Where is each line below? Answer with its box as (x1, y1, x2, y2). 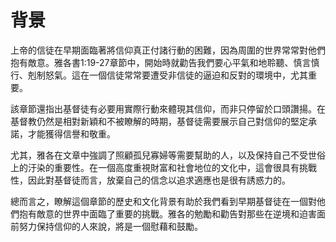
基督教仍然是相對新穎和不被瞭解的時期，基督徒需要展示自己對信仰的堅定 (10, 115, 308, 127)
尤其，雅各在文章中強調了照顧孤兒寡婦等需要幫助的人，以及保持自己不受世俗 (10, 149, 326, 161)
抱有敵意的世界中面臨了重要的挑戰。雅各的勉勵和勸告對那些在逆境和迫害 (18, 207, 317, 220)
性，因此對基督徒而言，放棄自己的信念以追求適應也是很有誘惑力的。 (10, 174, 291, 186)
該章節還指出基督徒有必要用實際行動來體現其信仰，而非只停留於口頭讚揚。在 (10, 102, 326, 115)
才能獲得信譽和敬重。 (27, 127, 116, 140)
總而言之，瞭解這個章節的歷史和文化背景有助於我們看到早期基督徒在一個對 (10, 195, 317, 207)
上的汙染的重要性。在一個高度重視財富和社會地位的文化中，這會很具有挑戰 (10, 161, 317, 173)
